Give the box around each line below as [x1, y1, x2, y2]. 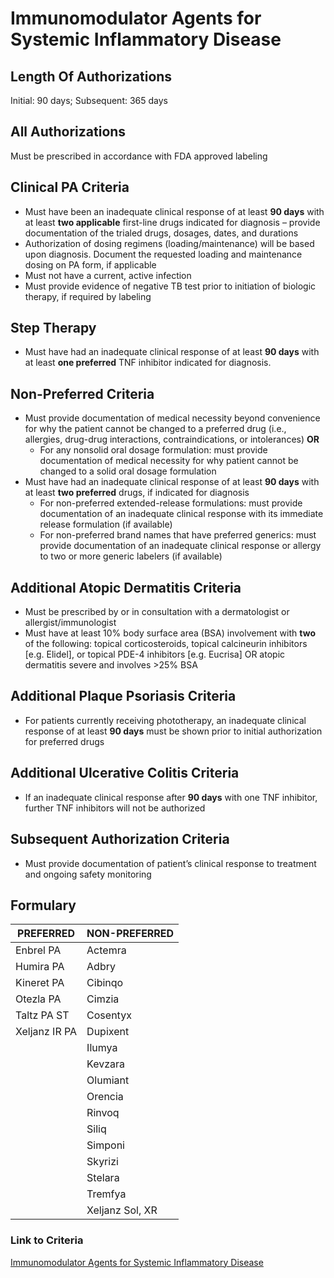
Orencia [86, 1090, 124, 1104]
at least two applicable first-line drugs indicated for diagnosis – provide [24, 216, 321, 228]
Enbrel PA [15, 943, 62, 957]
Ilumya [86, 1041, 118, 1055]
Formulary [10, 897, 77, 914]
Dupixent [86, 1025, 130, 1039]
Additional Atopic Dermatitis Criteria [10, 579, 242, 596]
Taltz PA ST [15, 1008, 70, 1022]
